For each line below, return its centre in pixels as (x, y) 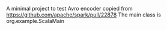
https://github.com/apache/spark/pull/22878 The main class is (83, 15)
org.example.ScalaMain (35, 21)
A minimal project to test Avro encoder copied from (70, 9)
